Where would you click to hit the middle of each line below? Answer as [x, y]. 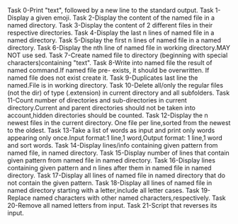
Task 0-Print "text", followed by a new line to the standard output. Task [110, 10]
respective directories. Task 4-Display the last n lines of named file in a [111, 33]
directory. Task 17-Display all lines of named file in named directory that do [116, 175]
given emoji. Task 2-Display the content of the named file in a [125, 18]
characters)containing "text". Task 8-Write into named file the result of [110, 63]
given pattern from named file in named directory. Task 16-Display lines [112, 160]
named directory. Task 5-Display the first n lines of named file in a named [114, 40]
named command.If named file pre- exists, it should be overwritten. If [108, 70]
